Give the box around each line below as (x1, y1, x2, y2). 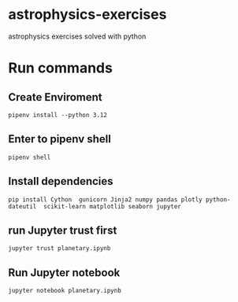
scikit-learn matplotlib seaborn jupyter (43, 202, 181, 210)
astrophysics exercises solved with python (8, 31, 147, 41)
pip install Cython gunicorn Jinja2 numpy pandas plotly (8, 195, 203, 204)
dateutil (8, 202, 37, 210)
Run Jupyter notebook (8, 266, 121, 279)
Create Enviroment (8, 90, 102, 104)
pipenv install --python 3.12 (8, 111, 108, 119)
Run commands (8, 59, 113, 77)
